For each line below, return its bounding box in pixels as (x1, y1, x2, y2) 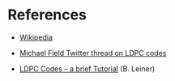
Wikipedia (19, 32, 53, 42)
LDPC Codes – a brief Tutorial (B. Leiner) (19, 63, 156, 74)
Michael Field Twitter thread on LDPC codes (19, 48, 167, 58)
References (7, 6, 87, 24)
